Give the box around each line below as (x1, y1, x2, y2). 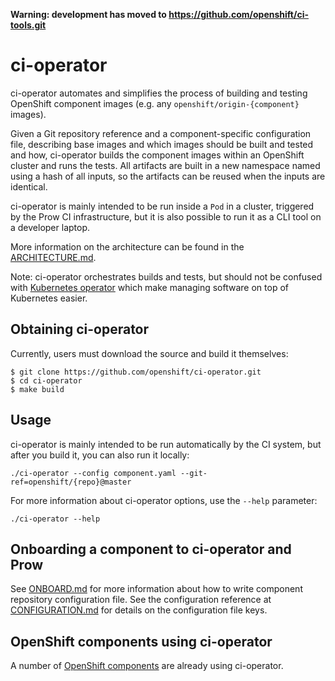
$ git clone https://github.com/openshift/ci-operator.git (10, 367, 262, 377)
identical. (10, 180, 48, 193)
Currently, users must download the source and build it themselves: (10, 347, 289, 359)
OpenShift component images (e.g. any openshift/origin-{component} (10, 97, 300, 109)
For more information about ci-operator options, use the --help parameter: (10, 494, 318, 506)
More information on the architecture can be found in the (10, 240, 245, 253)
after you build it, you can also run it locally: (10, 449, 190, 461)
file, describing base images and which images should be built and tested (10, 138, 314, 150)
